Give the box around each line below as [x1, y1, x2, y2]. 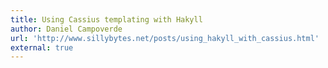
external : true [10, 42, 74, 53]
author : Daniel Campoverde [10, 24, 123, 34]
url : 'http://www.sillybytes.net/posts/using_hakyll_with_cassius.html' [10, 33, 320, 43]
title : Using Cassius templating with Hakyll [10, 14, 203, 25]
